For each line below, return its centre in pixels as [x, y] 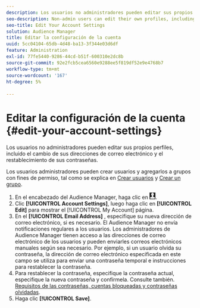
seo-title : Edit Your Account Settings [56, 25]
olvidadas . [27, 293]
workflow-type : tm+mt [33, 69]
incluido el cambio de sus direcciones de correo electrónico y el [85, 154]
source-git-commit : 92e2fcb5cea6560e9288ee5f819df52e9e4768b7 [85, 63]
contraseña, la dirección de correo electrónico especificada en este [98, 254]
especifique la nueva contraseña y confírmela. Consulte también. [95, 279]
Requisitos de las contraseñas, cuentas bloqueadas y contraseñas [96, 286]
